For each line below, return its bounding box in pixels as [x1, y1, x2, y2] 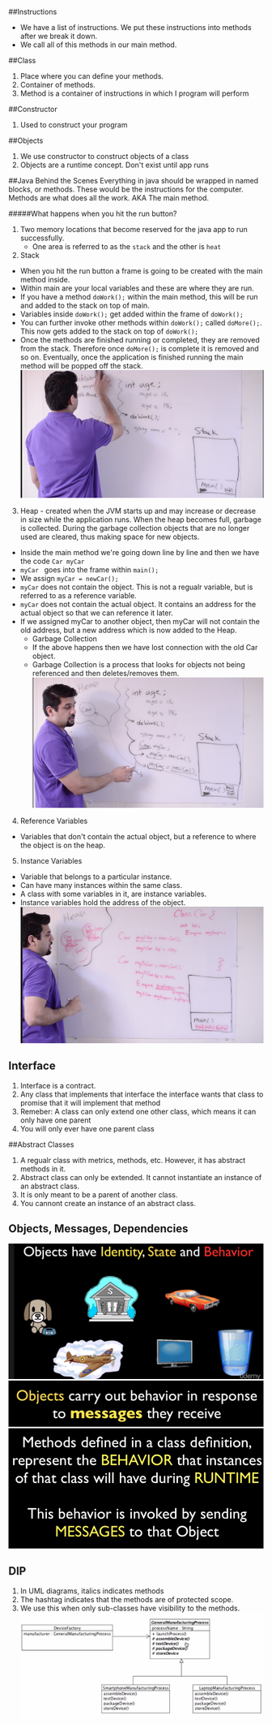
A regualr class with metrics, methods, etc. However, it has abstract [19, 1155, 246, 1165]
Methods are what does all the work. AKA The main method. [8, 193, 209, 202]
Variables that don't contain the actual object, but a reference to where [19, 831, 257, 841]
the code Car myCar [19, 556, 85, 567]
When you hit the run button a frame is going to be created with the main [19, 266, 263, 275]
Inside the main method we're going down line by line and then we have [19, 548, 260, 558]
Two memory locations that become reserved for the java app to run [19, 225, 249, 234]
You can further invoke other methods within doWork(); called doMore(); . [19, 318, 262, 327]
